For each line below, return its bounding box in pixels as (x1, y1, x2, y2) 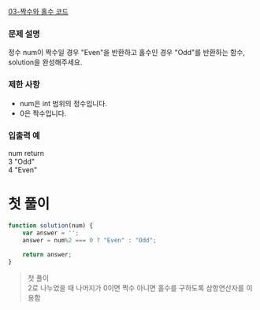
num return (8, 148, 45, 157)
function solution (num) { (8, 221, 93, 230)
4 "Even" (8, 164, 38, 175)
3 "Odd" (8, 157, 35, 166)
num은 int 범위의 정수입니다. (19, 98, 108, 108)
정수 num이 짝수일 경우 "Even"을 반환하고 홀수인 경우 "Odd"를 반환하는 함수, (8, 48, 246, 57)
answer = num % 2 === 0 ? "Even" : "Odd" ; (22, 236, 157, 244)
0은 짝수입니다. (19, 109, 67, 118)
